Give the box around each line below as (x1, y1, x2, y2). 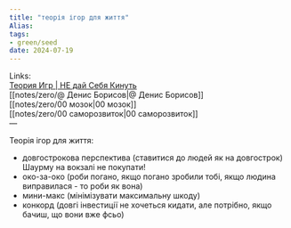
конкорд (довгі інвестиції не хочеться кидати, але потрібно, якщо (21, 199, 272, 210)
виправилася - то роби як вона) (21, 181, 143, 191)
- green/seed (9, 37, 58, 47)
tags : (9, 29, 29, 38)
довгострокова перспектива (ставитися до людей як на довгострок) (21, 152, 283, 163)
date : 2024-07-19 (9, 46, 74, 55)
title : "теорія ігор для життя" (9, 12, 129, 22)
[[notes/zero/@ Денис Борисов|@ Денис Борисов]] (9, 90, 205, 101)
